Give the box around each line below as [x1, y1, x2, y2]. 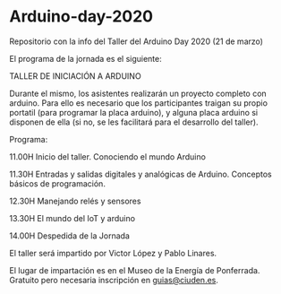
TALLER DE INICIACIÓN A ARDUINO [9, 70, 141, 82]
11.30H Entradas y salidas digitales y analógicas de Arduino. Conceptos [9, 169, 272, 179]
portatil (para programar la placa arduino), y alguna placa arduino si [9, 107, 259, 117]
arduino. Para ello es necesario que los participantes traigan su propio [9, 97, 268, 108]
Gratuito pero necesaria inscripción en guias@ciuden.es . [9, 274, 219, 285]
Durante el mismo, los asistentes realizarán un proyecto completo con [9, 88, 267, 99]
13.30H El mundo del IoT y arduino [9, 212, 136, 223]
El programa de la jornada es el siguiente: [9, 53, 163, 64]
